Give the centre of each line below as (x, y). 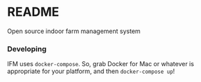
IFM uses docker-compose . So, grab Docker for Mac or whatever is (101, 64)
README (33, 12)
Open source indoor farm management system (74, 31)
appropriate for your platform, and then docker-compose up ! (91, 71)
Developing (27, 49)
